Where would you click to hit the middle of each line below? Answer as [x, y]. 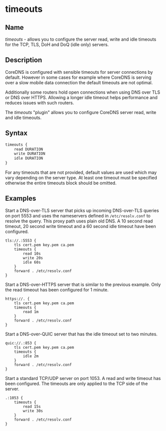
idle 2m [31, 356]
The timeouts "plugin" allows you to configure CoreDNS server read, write [81, 112]
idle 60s [32, 262]
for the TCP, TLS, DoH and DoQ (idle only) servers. [57, 45]
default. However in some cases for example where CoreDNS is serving [78, 77]
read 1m [31, 312]
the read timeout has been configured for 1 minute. [57, 290]
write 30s [33, 411]
